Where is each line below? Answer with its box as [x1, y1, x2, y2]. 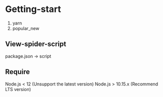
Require [5, 67, 30, 76]
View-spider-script [5, 40, 66, 48]
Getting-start [5, 3, 61, 15]
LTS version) [5, 86, 31, 92]
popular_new [12, 25, 39, 31]
